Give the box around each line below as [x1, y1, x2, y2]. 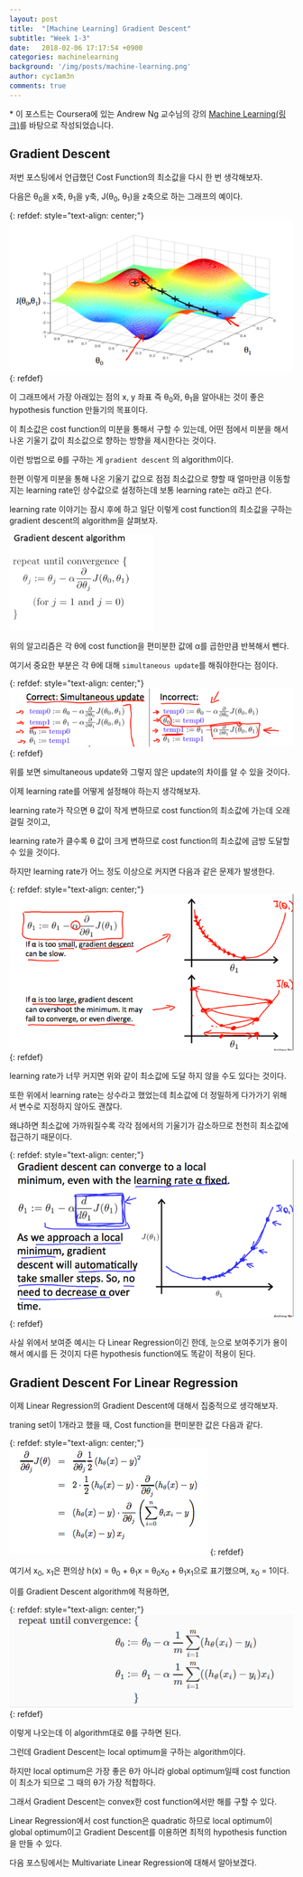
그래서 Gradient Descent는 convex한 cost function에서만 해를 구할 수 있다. [9, 1797, 278, 1807]
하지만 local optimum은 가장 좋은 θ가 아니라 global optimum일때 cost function [9, 1766, 291, 1777]
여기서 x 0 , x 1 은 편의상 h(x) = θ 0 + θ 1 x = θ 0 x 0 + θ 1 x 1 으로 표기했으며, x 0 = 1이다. [9, 1565, 289, 1579]
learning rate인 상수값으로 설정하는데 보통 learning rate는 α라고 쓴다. [25, 484, 272, 495]
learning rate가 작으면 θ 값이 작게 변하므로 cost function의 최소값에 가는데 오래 [9, 804, 290, 815]
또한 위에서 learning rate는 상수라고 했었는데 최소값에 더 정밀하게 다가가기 [9, 1090, 271, 1101]
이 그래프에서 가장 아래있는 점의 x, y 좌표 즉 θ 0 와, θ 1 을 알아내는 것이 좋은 [9, 391, 265, 404]
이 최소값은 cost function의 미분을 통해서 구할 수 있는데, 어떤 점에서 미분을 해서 [9, 423, 289, 434]
